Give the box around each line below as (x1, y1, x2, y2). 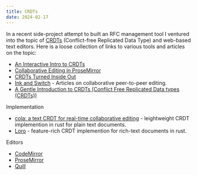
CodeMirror (14, 150, 43, 157)
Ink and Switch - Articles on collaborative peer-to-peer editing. (14, 79, 167, 86)
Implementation (6, 103, 44, 110)
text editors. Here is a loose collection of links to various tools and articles (6, 42, 185, 50)
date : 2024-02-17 (6, 14, 49, 20)
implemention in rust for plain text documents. (14, 121, 126, 128)
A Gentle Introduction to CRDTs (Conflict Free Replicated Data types (14, 85, 180, 93)
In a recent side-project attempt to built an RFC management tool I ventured (6, 30, 190, 37)
